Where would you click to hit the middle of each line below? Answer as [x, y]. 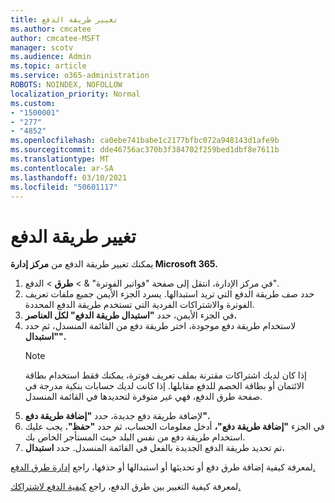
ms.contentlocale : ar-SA [62, 168]
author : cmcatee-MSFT [55, 38]
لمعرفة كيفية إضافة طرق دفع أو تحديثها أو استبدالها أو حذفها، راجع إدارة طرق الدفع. [163, 467]
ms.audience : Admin [51, 57]
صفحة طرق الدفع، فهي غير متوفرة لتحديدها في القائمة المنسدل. [143, 397]
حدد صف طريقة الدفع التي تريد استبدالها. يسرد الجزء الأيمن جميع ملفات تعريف [169, 294]
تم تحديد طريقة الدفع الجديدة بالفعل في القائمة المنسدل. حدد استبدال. [155, 448]
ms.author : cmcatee [51, 29]
